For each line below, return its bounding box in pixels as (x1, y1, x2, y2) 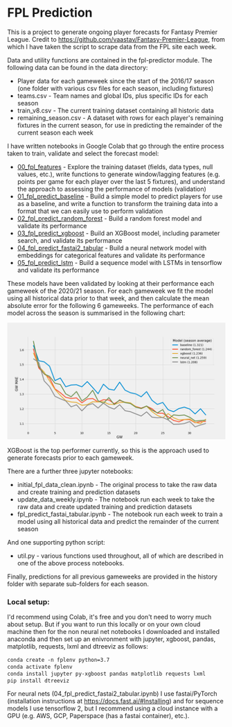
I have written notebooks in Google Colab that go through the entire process (7, 142, 224, 150)
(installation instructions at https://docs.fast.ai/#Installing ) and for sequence (7, 696, 224, 705)
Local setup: (7, 597, 50, 606)
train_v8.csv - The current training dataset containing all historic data (17, 106, 215, 114)
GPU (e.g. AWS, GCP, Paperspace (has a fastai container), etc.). (7, 711, 190, 719)
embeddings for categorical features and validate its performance (17, 251, 206, 259)
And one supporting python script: (7, 538, 105, 546)
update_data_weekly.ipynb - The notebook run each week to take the (17, 495, 215, 504)
